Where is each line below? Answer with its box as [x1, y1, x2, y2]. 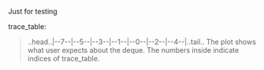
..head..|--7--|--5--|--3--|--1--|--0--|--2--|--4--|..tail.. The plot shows [27, 37, 256, 46]
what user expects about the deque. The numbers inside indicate [27, 46, 240, 54]
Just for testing [8, 7, 58, 16]
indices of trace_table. [27, 54, 100, 63]
